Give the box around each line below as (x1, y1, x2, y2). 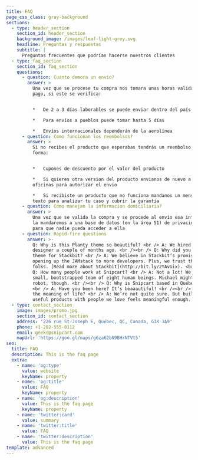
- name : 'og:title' (16, 379, 65, 385)
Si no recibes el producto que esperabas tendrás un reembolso (32, 144, 192, 150)
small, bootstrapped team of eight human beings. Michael (32, 275, 178, 281)
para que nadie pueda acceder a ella (32, 225, 126, 231)
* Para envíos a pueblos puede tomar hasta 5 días (32, 117, 165, 123)
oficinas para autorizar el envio (32, 182, 117, 188)
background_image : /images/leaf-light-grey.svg (16, 36, 136, 42)
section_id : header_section (16, 31, 85, 37)
